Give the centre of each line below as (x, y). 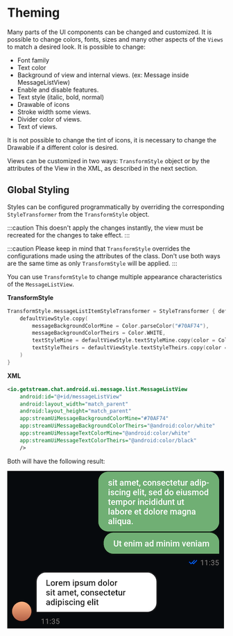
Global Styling (38, 190)
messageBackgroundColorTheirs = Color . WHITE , (99, 333)
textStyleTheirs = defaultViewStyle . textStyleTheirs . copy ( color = (130, 348)
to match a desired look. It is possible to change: (76, 47)
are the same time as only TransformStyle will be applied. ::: (93, 263)
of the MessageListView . (41, 284)
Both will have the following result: (56, 461)
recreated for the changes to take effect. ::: (69, 235)
